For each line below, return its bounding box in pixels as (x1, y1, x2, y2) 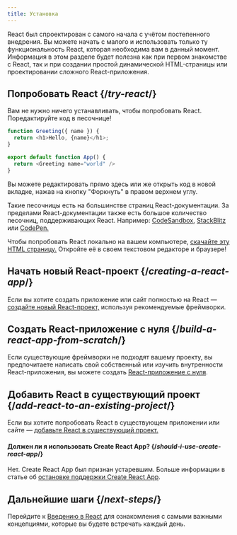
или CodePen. (7, 224, 50, 232)
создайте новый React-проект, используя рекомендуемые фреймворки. (7, 302, 226, 311)
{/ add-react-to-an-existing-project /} (7, 399, 175, 411)
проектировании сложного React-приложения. (7, 67, 150, 76)
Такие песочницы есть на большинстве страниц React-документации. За (7, 201, 229, 209)
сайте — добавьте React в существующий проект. (7, 426, 159, 435)
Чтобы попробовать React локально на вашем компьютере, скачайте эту (7, 237, 230, 246)
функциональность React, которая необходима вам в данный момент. (7, 45, 220, 53)
